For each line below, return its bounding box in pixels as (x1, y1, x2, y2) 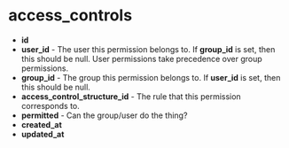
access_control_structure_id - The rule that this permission (20, 90, 241, 102)
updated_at (20, 129, 65, 139)
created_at (20, 119, 63, 129)
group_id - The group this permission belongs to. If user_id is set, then (20, 72, 281, 82)
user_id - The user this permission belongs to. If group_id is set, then (20, 43, 276, 54)
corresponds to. (20, 100, 81, 111)
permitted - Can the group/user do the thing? (20, 110, 188, 121)
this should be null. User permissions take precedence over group (20, 53, 262, 64)
